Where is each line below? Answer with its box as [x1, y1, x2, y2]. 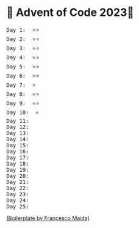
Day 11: [6, 117, 29, 124]
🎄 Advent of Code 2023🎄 [6, 6, 134, 20]
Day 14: [6, 136, 29, 142]
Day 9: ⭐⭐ [6, 100, 40, 106]
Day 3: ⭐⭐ [6, 45, 40, 51]
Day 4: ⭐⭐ [6, 54, 40, 61]
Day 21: [6, 178, 29, 185]
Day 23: [6, 191, 29, 197]
